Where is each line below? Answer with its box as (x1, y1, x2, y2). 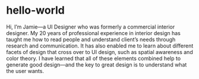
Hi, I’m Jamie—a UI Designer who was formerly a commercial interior (6, 23, 175, 30)
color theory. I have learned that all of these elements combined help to (6, 55, 181, 62)
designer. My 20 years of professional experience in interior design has (6, 29, 181, 36)
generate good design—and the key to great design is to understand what (6, 61, 187, 68)
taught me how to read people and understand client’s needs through (6, 36, 176, 43)
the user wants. (6, 67, 45, 74)
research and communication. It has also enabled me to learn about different (6, 42, 194, 49)
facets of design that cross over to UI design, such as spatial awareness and (6, 48, 193, 55)
